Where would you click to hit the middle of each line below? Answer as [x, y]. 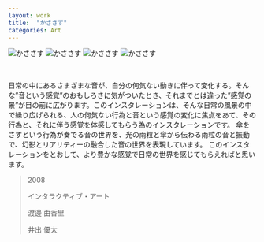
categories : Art [35, 30]
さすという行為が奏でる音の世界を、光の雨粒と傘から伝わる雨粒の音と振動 [129, 135]
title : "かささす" [38, 23]
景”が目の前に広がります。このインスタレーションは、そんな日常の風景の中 [130, 105]
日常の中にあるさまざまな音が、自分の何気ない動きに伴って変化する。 [122, 86]
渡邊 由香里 [46, 213]
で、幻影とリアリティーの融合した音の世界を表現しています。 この [115, 145]
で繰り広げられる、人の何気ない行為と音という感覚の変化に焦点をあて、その [132, 115]
